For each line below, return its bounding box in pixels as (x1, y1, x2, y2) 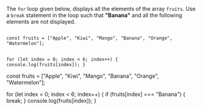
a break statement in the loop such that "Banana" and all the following (6, 12, 183, 19)
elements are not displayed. (6, 18, 76, 25)
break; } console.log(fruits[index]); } (6, 97, 97, 104)
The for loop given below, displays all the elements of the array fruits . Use (6, 5, 196, 12)
